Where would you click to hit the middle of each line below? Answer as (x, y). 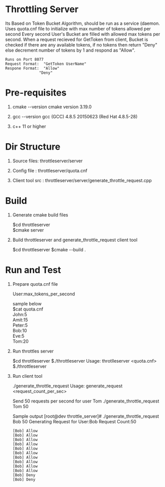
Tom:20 (20, 341)
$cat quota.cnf (28, 309)
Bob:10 (20, 330)
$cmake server (28, 230)
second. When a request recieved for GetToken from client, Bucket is (77, 39)
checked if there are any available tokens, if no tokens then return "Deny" (81, 45)
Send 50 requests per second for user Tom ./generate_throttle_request (86, 401)
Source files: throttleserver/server (48, 161)
